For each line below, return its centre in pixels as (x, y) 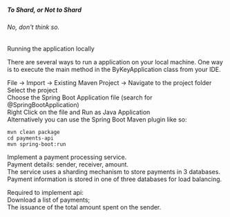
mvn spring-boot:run (37, 144)
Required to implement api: (46, 192)
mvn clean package (33, 132)
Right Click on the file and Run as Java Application (79, 112)
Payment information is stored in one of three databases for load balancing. (115, 179)
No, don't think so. (33, 27)
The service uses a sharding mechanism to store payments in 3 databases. (114, 171)
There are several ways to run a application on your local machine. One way (115, 62)
